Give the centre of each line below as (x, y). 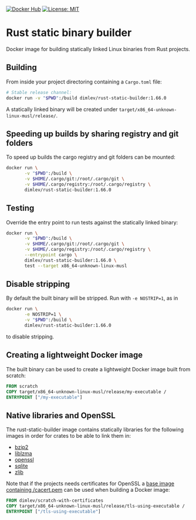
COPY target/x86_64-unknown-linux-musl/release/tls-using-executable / (95, 506)
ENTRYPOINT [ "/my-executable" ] (44, 397)
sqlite (21, 466)
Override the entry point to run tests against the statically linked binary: (92, 222)
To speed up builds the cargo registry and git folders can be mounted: (91, 157)
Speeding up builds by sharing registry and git (92, 134)
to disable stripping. (30, 336)
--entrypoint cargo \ (51, 255)
